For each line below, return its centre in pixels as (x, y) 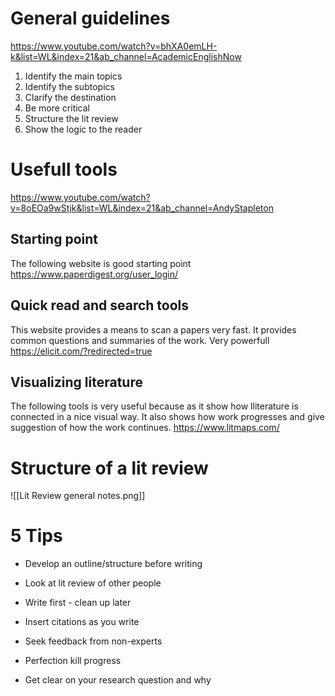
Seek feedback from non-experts (93, 641)
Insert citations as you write (82, 622)
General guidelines (90, 18)
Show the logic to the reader (83, 129)
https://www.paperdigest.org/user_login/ (94, 274)
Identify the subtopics (69, 86)
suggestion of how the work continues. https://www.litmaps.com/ (145, 428)
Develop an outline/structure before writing (113, 564)
